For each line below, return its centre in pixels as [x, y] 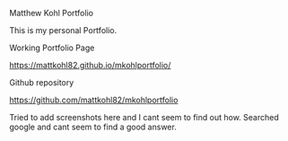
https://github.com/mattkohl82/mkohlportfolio [94, 100]
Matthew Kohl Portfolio [52, 13]
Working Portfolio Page [52, 48]
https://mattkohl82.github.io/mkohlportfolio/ [90, 65]
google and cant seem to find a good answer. [93, 127]
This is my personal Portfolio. [63, 30]
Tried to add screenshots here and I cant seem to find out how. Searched [144, 117]
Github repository [42, 83]
